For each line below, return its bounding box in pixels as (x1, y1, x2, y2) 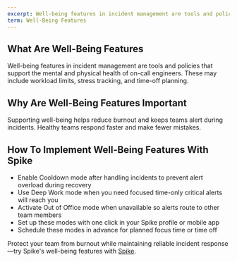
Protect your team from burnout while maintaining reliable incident (7, 239, 200, 247)
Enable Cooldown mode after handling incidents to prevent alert (17, 173, 203, 182)
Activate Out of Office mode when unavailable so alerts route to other (17, 203, 220, 211)
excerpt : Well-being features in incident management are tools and (7, 10, 213, 18)
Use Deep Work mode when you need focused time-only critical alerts (17, 188, 223, 196)
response (200, 239, 229, 247)
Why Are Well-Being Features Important (7, 96, 187, 109)
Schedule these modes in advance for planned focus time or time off (17, 225, 217, 234)
